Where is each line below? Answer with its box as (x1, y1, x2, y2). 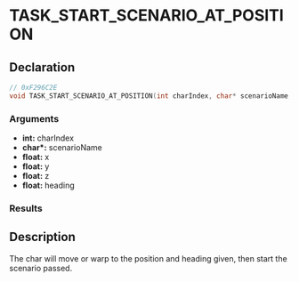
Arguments (9, 112, 60, 125)
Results (9, 202, 43, 214)
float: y (21, 161, 50, 172)
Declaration (9, 60, 76, 75)
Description (9, 230, 76, 245)
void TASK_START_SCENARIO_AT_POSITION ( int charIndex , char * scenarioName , (9, 91, 293, 101)
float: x (21, 152, 50, 163)
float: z (21, 171, 50, 181)
